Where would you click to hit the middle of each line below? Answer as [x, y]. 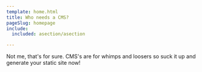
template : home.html [32, 12]
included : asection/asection [49, 34]
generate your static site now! [43, 63]
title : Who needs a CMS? [38, 17]
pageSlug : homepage [31, 23]
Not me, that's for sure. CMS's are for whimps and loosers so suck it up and [101, 56]
